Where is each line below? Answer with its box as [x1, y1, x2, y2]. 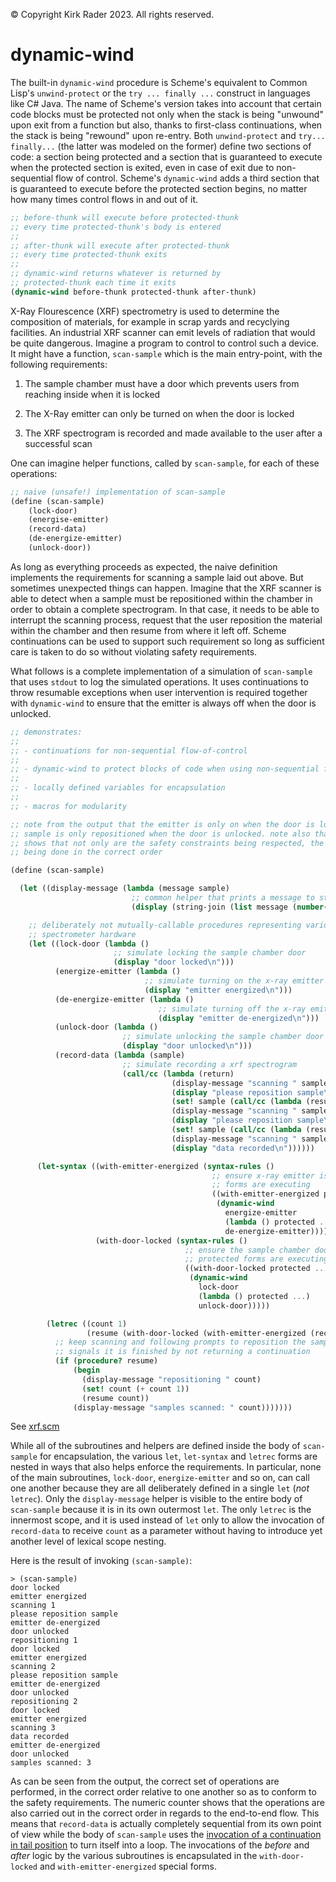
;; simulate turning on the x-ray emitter [144, 976, 325, 986]
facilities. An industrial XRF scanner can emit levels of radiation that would [10, 326, 316, 338]
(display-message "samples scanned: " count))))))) [73, 1402, 293, 1413]
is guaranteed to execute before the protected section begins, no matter [10, 182, 308, 194]
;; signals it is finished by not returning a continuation [54, 1347, 311, 1357]
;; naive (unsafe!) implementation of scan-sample [10, 487, 226, 497]
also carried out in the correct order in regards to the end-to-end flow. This [10, 1807, 320, 1819]
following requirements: [10, 358, 108, 370]
